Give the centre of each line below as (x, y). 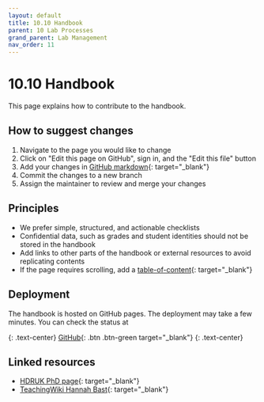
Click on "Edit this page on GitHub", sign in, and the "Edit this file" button (138, 158)
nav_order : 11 (32, 45)
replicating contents (52, 261)
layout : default (35, 15)
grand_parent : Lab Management (58, 38)
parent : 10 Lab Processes (51, 30)
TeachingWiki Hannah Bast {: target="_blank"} (94, 389)
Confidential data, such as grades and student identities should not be (134, 236)
